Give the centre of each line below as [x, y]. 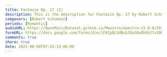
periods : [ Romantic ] [27, 24]
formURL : [14, 33]
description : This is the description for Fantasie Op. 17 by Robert [79, 14]
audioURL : [15, 28]
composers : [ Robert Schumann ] [37, 19]
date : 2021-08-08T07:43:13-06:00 [40, 47]
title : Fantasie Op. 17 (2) [34, 10]
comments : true [21, 38]
